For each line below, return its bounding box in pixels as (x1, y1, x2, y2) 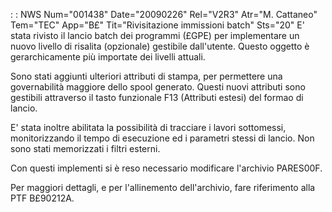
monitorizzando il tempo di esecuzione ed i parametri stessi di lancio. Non (10, 132, 315, 144)
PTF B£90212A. (10, 192, 75, 204)
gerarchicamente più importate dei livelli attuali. (10, 51, 206, 63)
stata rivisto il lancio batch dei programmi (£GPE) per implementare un (10, 30, 300, 41)
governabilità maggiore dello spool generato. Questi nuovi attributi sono (10, 81, 306, 93)
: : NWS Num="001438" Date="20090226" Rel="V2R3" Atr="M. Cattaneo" (10, 9, 318, 20)
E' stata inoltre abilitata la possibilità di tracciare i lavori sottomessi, (10, 122, 287, 133)
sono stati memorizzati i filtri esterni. (10, 143, 161, 154)
